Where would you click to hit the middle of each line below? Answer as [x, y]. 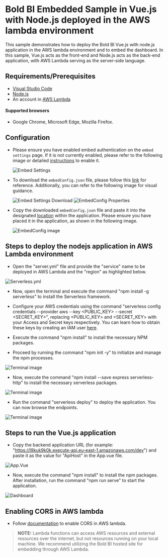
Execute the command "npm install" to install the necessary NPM [80, 337]
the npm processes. [33, 357]
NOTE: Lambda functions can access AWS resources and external [86, 533]
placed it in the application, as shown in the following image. [75, 221]
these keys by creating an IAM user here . [55, 327]
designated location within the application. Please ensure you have [82, 215]
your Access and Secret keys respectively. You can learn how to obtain [86, 322]
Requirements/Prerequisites [50, 76]
